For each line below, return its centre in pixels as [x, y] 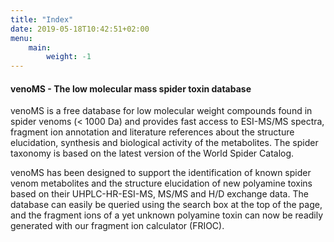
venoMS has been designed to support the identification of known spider [161, 173]
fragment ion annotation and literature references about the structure [152, 132]
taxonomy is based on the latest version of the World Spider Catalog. [152, 153]
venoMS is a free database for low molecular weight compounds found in [161, 111]
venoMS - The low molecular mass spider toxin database [131, 88]
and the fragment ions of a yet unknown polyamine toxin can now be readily [167, 215]
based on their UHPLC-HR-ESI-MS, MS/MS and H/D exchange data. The [159, 194]
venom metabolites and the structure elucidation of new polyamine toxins [161, 183]
